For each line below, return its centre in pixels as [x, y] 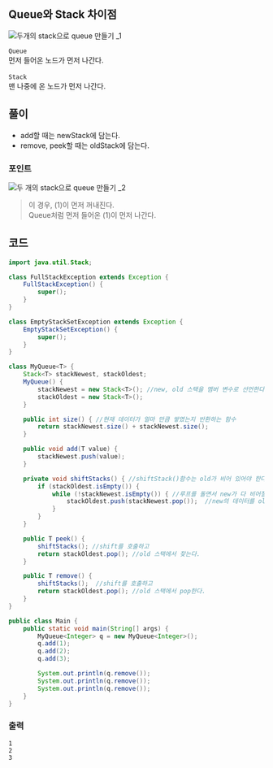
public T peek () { [54, 539]
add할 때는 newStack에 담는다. [70, 135]
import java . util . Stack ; [50, 263]
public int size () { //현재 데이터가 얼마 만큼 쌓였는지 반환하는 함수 [130, 419]
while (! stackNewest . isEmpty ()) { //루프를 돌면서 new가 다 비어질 [159, 494]
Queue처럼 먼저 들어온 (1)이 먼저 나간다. [92, 215]
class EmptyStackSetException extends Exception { [96, 322]
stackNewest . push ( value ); [82, 457]
